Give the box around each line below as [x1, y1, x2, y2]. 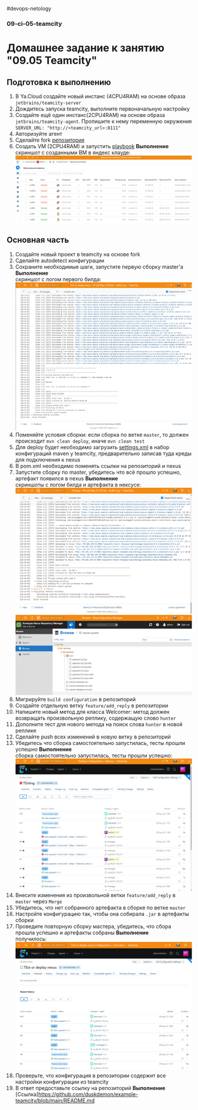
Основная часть [6, 235, 69, 245]
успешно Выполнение [15, 746, 72, 753]
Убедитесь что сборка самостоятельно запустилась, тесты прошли [15, 740, 186, 747]
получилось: [15, 935, 47, 942]
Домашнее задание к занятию [6, 41, 165, 55]
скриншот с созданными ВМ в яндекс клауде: [15, 149, 131, 156]
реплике [15, 727, 37, 734]
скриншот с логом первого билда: [15, 276, 102, 283]
